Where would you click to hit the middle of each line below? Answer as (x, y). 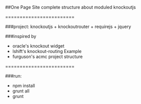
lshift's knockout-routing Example (47, 51)
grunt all (21, 91)
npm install (24, 85)
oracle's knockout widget (38, 46)
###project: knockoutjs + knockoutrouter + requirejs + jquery (68, 26)
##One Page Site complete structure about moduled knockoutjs (70, 7)
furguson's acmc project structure (48, 56)
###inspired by (21, 36)
